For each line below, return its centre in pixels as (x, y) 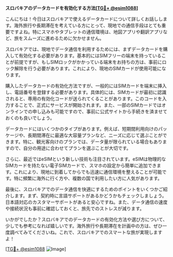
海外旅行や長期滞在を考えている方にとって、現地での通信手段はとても (88, 25)
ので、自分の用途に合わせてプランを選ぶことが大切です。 (70, 148)
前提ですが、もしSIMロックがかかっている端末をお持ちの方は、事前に (88, 62)
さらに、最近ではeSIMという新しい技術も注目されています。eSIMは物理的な (86, 159)
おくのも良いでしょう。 (30, 118)
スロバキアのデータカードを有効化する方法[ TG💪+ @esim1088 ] (72, 8)
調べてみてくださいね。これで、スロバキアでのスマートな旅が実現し (81, 232)
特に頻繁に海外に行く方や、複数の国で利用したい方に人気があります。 (88, 178)
